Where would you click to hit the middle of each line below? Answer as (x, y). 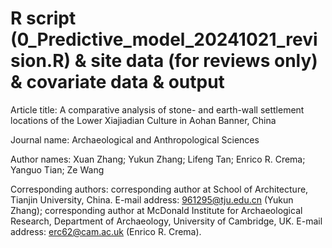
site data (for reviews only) (204, 61)
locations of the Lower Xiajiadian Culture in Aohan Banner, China (143, 120)
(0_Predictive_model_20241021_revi (164, 39)
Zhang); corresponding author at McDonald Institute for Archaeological (156, 210)
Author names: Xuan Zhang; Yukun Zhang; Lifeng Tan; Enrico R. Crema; (158, 159)
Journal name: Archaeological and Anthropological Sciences (135, 139)
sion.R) (41, 61)
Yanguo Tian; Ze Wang (57, 169)
